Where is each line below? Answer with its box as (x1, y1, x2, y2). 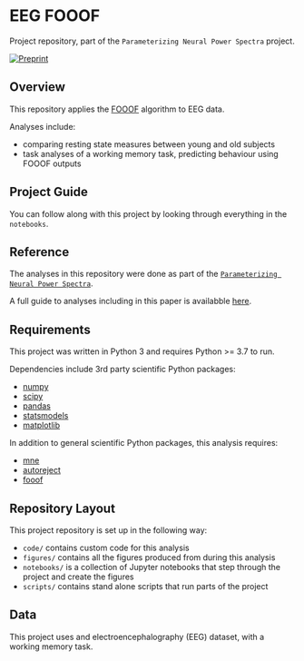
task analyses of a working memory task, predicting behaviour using (22, 148, 279, 159)
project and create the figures (22, 571, 134, 582)
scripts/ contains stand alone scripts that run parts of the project (22, 581, 269, 591)
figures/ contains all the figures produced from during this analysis (22, 552, 276, 563)
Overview (9, 79, 66, 95)
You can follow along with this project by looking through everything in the (9, 208, 288, 219)
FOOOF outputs (22, 158, 82, 169)
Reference (9, 244, 70, 260)
